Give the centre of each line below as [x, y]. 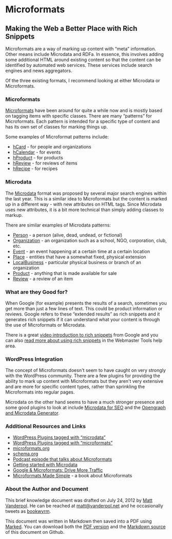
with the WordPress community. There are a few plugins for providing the [83, 376]
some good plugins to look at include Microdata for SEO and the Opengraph [85, 407]
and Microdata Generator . [33, 413]
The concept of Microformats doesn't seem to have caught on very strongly [85, 370]
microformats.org [31, 449]
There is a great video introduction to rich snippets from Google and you [82, 334]
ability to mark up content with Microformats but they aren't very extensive [84, 381]
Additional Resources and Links [46, 426]
